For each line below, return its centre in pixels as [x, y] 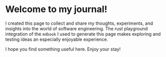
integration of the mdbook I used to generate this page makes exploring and [83, 34]
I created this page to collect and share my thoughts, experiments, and [79, 23]
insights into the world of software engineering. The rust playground [77, 28]
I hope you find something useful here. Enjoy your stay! [63, 49]
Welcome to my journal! [56, 9]
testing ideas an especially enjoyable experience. [57, 39]
